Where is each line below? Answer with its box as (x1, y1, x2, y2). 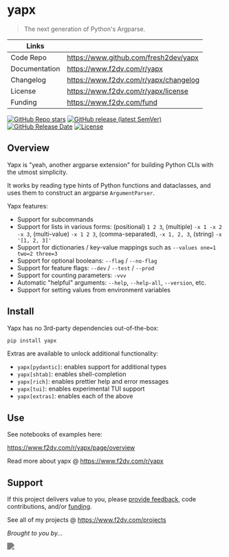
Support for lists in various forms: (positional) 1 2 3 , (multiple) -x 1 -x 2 (17, 222, 222, 230)
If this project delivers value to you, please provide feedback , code (7, 495, 197, 503)
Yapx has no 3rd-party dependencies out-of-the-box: (7, 324, 160, 332)
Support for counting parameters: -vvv (17, 271, 127, 279)
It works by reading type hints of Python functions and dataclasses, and (7, 181, 211, 189)
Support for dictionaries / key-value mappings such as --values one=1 (17, 243, 217, 251)
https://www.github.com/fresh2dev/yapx (67, 52, 199, 62)
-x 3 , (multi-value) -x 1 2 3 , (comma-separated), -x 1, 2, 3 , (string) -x (17, 230, 222, 238)
